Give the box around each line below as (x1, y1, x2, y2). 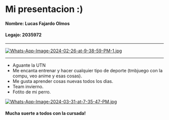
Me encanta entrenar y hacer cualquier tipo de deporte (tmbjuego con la (12, 67, 163, 73)
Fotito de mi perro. (12, 89, 51, 95)
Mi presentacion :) (5, 4, 83, 15)
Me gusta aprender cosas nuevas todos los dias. (12, 78, 113, 84)
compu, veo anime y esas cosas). (12, 73, 82, 79)
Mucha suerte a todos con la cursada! (5, 110, 86, 116)
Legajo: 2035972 (5, 32, 42, 38)
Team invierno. (12, 83, 44, 89)
